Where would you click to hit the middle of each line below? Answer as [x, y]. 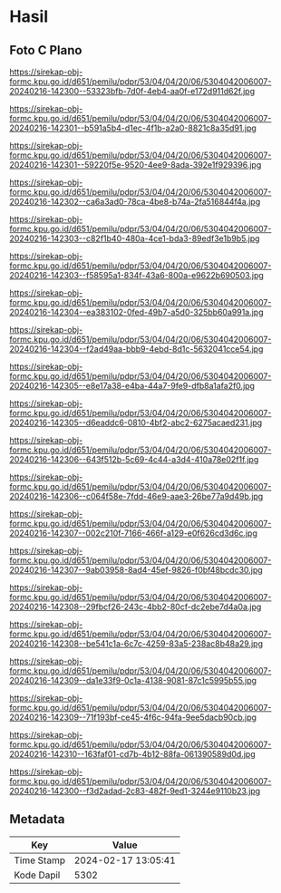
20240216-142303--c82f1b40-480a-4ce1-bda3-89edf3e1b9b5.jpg [135, 238]
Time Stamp [40, 860]
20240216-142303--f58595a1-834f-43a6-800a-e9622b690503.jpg [137, 275]
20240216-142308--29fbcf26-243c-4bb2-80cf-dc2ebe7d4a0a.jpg [136, 607]
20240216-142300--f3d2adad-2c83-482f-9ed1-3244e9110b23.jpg [135, 791]
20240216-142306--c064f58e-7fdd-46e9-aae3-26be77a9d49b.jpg [136, 496]
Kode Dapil [37, 875]
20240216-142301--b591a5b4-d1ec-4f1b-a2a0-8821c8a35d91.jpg [133, 128]
